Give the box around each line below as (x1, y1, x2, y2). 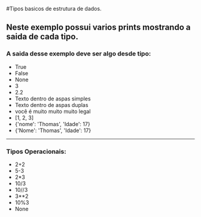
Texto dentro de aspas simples (14, 95, 91, 102)
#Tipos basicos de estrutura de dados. (6, 5, 102, 12)
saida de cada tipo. (6, 32, 79, 42)
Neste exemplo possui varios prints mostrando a (6, 22, 191, 32)
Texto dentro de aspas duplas (14, 101, 89, 108)
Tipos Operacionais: (6, 147, 67, 155)
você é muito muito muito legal (14, 108, 91, 115)
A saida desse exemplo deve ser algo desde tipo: (6, 50, 151, 58)
